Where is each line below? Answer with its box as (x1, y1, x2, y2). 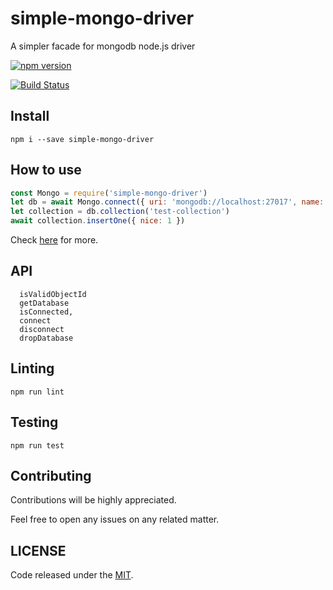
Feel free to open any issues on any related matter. (10, 513, 220, 526)
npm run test (10, 440, 65, 451)
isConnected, (19, 307, 74, 317)
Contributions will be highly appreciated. (10, 494, 177, 506)
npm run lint (10, 387, 65, 397)
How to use (10, 162, 82, 179)
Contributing (10, 467, 92, 484)
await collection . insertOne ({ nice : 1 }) (10, 216, 186, 226)
